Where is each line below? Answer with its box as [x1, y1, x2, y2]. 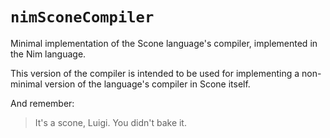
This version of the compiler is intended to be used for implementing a [10, 67, 300, 79]
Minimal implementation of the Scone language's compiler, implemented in [10, 37, 318, 49]
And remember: [10, 97, 75, 109]
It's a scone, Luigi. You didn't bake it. [34, 116, 187, 128]
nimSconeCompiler [10, 8, 155, 27]
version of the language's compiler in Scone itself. [44, 78, 251, 90]
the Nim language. [10, 48, 87, 60]
